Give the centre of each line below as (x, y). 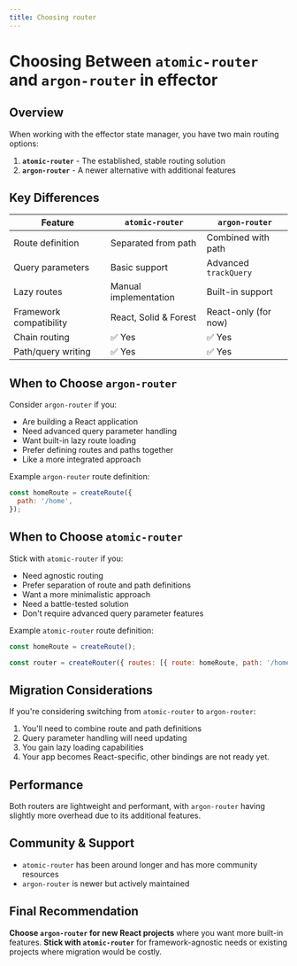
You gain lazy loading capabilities (83, 748)
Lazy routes (38, 292)
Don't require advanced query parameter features (113, 613)
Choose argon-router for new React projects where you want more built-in (146, 932)
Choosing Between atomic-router (134, 61)
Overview (37, 113)
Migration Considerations (81, 690)
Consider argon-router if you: (63, 405)
